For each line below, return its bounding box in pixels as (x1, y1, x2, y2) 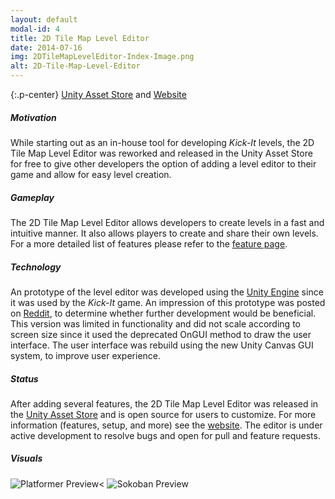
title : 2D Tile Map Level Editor (10, 33, 150, 43)
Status (10, 372, 39, 385)
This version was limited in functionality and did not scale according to (10, 317, 301, 330)
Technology (10, 261, 62, 273)
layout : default (10, 14, 78, 25)
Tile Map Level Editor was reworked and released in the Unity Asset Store (10, 147, 313, 159)
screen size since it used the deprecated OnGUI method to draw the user (10, 328, 312, 340)
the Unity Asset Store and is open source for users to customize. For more (10, 408, 317, 420)
